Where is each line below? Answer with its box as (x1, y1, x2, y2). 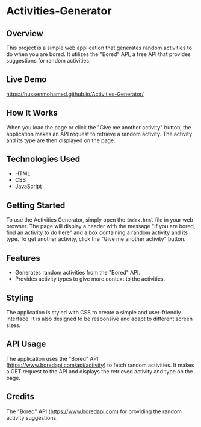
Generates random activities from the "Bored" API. (14, 269, 140, 276)
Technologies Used (6, 154, 80, 164)
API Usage (6, 339, 46, 349)
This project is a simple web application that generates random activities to (6, 44, 193, 51)
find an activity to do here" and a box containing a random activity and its (6, 229, 188, 236)
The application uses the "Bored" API (6, 355, 99, 362)
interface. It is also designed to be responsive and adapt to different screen (6, 315, 193, 322)
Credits (6, 391, 35, 402)
